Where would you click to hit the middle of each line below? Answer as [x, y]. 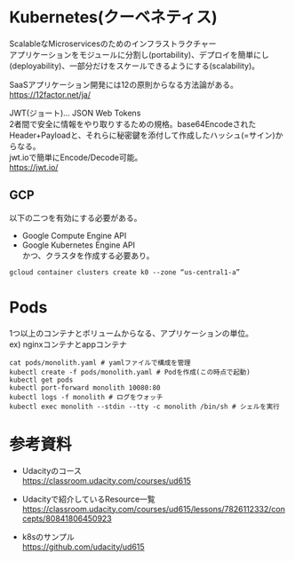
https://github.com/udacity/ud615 [83, 547]
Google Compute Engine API [74, 235]
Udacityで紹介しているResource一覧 [88, 499]
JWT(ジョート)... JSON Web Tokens [75, 113]
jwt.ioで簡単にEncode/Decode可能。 [76, 157]
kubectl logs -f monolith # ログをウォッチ [86, 397]
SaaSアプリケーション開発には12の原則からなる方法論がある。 [124, 84]
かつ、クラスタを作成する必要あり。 [88, 255]
